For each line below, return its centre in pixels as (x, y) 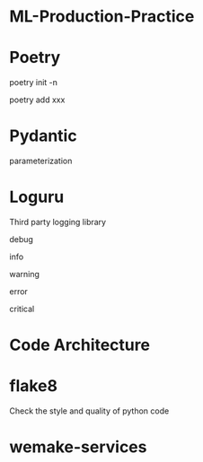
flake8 (34, 386)
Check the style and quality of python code (89, 411)
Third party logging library (57, 222)
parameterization (41, 161)
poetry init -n (34, 83)
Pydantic (44, 136)
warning (25, 274)
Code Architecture (80, 345)
